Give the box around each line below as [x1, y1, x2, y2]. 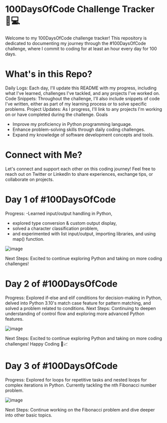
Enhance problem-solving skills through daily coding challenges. [12, 126, 146, 132]
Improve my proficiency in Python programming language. [12, 121, 132, 127]
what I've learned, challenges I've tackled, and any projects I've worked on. [5, 90, 161, 96]
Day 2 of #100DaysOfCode [5, 278, 118, 289]
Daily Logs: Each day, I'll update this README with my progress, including [5, 85, 157, 91]
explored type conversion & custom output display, [12, 220, 117, 226]
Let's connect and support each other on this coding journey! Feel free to [5, 166, 156, 172]
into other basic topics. [5, 412, 52, 418]
